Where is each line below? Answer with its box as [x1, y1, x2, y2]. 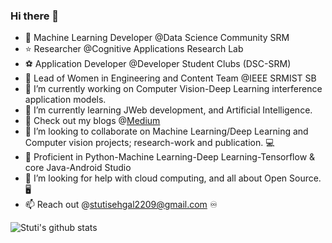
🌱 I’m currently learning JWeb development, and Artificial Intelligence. [24, 104, 313, 116]
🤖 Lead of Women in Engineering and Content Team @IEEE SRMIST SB [24, 72, 317, 84]
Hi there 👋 [10, 9, 60, 23]
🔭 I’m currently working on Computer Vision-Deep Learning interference [24, 83, 323, 95]
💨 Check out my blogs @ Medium [24, 115, 161, 127]
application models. [24, 94, 107, 106]
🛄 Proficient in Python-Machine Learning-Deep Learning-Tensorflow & [24, 151, 316, 163]
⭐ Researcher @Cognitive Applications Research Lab [24, 43, 244, 55]
